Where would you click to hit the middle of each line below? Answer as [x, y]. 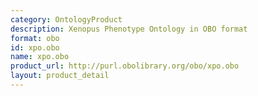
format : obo [35, 38]
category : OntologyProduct [66, 19]
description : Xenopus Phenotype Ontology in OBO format [129, 29]
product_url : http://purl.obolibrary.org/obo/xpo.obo [125, 66]
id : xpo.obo [35, 47]
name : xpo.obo [40, 57]
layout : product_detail [60, 76]
